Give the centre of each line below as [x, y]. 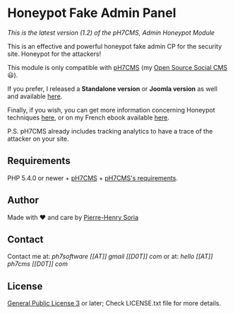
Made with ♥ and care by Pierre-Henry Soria [73, 217]
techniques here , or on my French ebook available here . [88, 117]
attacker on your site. [38, 139]
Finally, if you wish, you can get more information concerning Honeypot [111, 110]
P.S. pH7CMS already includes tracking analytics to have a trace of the [110, 131]
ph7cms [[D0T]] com [38, 264]
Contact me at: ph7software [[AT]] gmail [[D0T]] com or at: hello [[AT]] [110, 257]
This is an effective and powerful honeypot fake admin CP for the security [115, 46]
